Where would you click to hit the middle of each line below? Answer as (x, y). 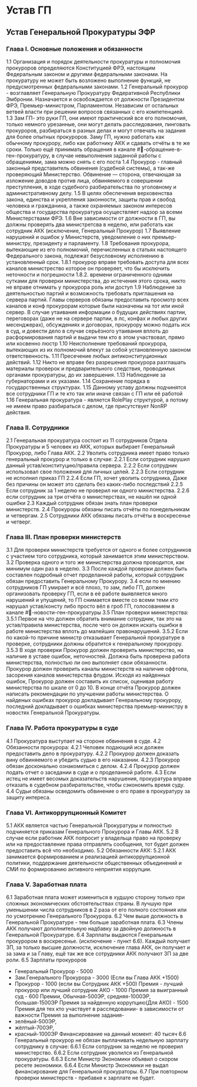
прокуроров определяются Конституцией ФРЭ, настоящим (81, 68)
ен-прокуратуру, (29, 155)
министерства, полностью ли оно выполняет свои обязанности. (87, 663)
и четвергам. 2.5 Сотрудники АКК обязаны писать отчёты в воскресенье (98, 516)
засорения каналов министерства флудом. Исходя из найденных (88, 675)
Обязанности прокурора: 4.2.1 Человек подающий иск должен (85, 747)
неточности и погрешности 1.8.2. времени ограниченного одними (89, 274)
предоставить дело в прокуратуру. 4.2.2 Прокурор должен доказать (93, 753)
